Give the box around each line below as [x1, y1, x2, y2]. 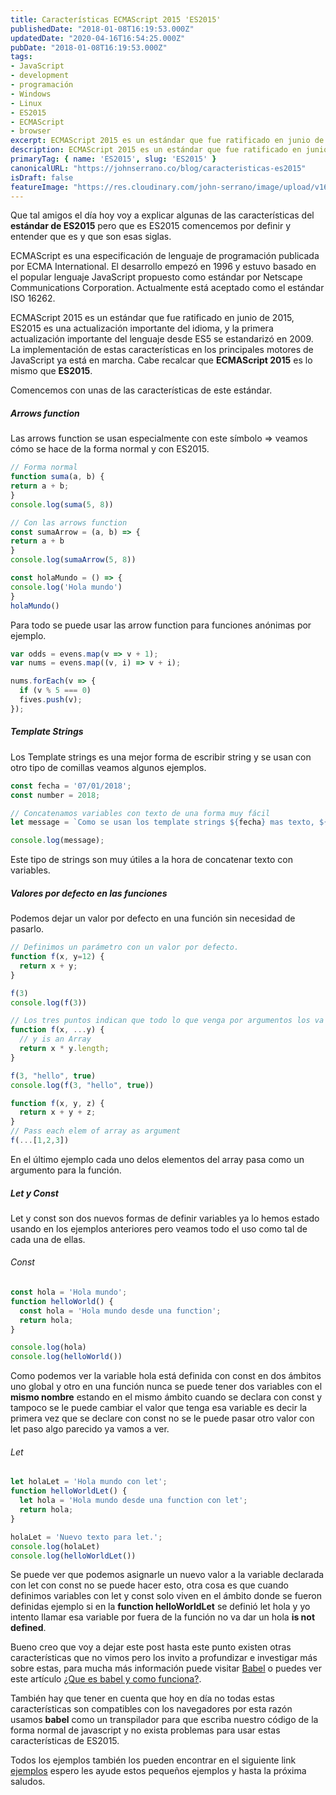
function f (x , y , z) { [10, 1098, 105, 1108]
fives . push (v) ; [19, 695, 83, 705]
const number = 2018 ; [10, 790, 101, 800]
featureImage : [10, 182, 70, 192]
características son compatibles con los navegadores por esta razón [10, 1703, 293, 1715]
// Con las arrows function [10, 517, 128, 528]
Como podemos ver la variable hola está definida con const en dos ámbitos [10, 1370, 322, 1382]
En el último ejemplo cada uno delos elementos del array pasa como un [10, 1153, 305, 1165]
